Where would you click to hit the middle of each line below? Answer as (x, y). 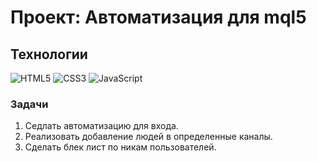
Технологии (49, 54)
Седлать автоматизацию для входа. (101, 126)
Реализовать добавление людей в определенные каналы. (148, 137)
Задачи (29, 104)
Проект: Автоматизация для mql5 (158, 17)
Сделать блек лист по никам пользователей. (120, 147)
